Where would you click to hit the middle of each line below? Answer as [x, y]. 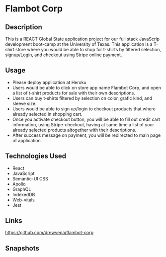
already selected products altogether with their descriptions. [74, 130]
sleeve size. [24, 103]
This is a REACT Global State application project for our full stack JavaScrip [83, 39]
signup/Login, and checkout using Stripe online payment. [64, 55]
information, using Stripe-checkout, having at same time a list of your [83, 124]
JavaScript [23, 173]
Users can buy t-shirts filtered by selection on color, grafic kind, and [82, 98]
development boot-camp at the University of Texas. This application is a [79, 44]
